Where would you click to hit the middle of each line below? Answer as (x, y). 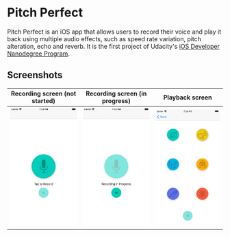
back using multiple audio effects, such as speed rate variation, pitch (104, 38)
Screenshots (35, 75)
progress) (116, 101)
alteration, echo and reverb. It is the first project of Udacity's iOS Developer (114, 46)
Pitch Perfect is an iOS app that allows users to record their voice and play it (114, 32)
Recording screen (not (43, 93)
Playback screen (188, 97)
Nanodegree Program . (39, 54)
